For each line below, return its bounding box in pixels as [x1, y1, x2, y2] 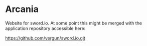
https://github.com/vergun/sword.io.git [5, 35, 85, 41]
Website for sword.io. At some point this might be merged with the [5, 20, 142, 26]
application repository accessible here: [5, 25, 86, 31]
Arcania [5, 3, 39, 15]
